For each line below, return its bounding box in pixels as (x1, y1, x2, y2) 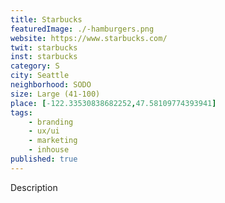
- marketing (28, 136, 78, 146)
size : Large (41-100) (10, 89, 101, 99)
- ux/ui (28, 126, 60, 136)
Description (10, 181, 58, 193)
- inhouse (28, 145, 70, 155)
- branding (28, 117, 74, 127)
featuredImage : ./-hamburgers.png (10, 24, 155, 34)
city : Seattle (10, 71, 70, 81)
